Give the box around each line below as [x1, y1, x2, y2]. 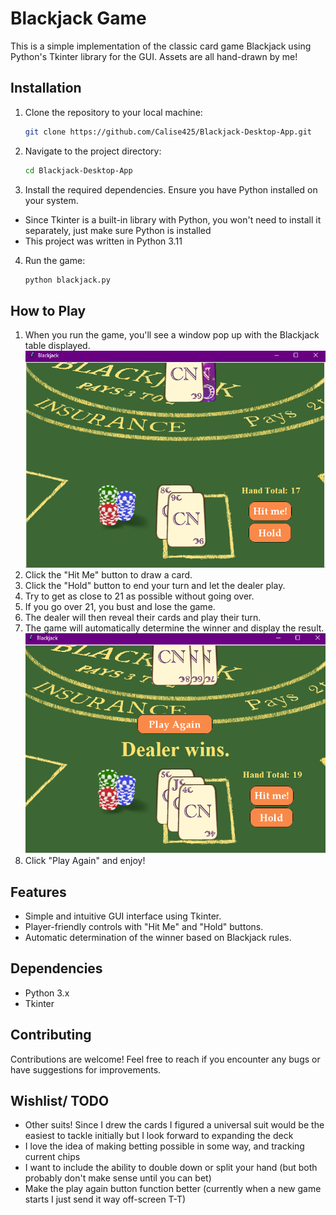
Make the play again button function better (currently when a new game [24, 1183, 322, 1195]
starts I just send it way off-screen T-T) [24, 1193, 187, 1206]
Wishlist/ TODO [10, 1092, 110, 1109]
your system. [24, 194, 79, 206]
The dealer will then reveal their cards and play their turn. [24, 612, 262, 624]
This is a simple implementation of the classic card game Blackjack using [10, 40, 312, 52]
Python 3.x [24, 987, 70, 999]
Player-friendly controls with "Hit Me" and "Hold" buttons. [24, 920, 264, 932]
